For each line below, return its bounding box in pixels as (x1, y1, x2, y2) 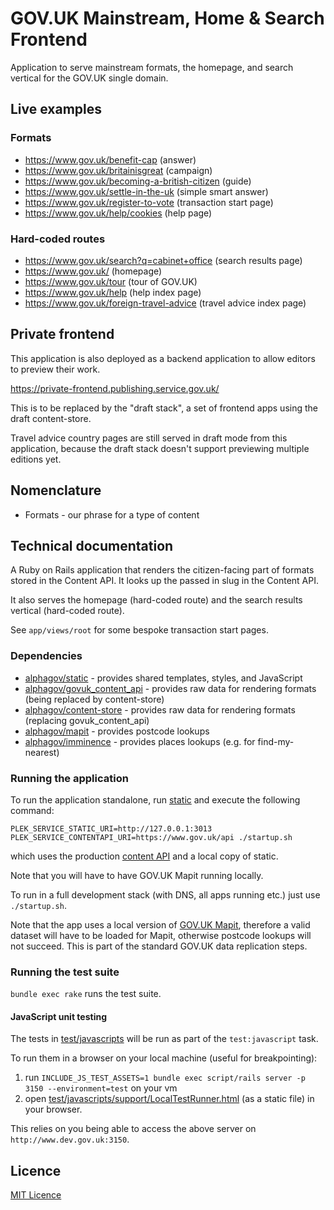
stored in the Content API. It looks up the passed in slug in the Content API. (10, 575, 319, 587)
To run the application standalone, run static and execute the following (10, 793, 301, 806)
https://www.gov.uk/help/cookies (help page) (24, 207, 213, 219)
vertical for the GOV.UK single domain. (10, 72, 169, 84)
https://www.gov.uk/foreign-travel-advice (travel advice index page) (24, 297, 307, 309)
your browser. (24, 1103, 83, 1116)
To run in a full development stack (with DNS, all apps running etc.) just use (10, 888, 321, 901)
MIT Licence (10, 1189, 62, 1201)
